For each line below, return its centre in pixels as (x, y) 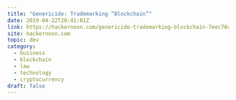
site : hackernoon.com (39, 33)
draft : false (26, 86)
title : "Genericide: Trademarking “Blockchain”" (80, 14)
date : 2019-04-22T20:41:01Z (48, 20)
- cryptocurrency (39, 79)
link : (15, 27)
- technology (33, 73)
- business (29, 54)
